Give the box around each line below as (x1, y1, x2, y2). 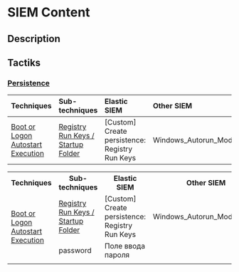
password (58, 246, 92, 256)
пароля (104, 250, 130, 260)
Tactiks (7, 56, 41, 68)
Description (7, 33, 60, 45)
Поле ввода (104, 241, 146, 251)
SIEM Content (7, 4, 90, 21)
